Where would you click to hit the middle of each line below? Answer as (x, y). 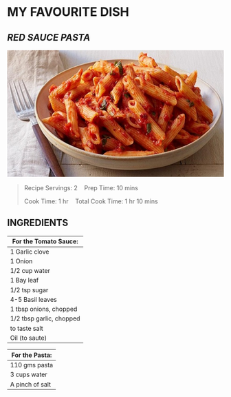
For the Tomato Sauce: (45, 241)
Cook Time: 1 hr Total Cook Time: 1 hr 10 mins (91, 201)
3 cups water (29, 375)
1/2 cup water (30, 271)
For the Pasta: (32, 355)
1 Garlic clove (30, 252)
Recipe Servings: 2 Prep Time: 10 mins (81, 188)
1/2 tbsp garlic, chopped (45, 318)
